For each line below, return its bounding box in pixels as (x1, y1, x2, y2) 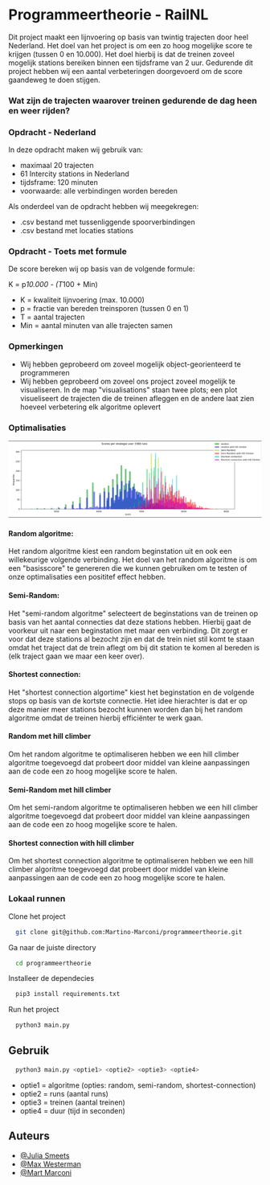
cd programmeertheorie (15, 959, 92, 967)
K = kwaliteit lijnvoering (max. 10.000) (19, 295, 145, 305)
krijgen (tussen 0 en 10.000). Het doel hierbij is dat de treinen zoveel (8, 49, 235, 59)
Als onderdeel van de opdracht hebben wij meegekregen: (8, 202, 199, 211)
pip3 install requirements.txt (15, 990, 121, 998)
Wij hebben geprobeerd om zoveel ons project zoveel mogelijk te (19, 376, 235, 386)
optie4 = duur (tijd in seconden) (19, 1105, 126, 1115)
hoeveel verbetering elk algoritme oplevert (19, 402, 162, 412)
